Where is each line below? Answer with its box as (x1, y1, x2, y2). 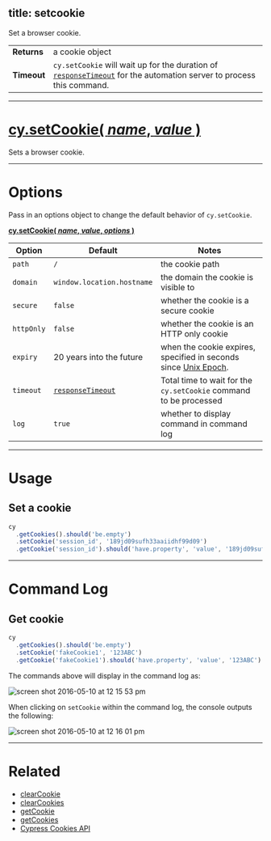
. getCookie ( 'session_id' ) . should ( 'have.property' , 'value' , (15, 545, 222, 553)
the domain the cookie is (160, 271, 254, 282)
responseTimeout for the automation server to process (52, 69, 256, 80)
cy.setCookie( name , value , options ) (8, 226, 135, 235)
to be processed (160, 395, 223, 406)
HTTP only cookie (160, 328, 228, 339)
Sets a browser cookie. (8, 147, 85, 157)
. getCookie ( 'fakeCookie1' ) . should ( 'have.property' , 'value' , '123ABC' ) (15, 656, 262, 664)
